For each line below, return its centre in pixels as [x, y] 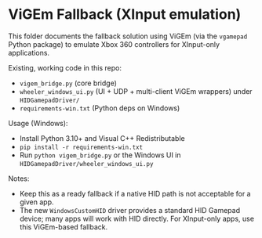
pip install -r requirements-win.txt [81, 147]
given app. [36, 202]
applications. [29, 52]
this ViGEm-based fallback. [64, 227]
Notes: [19, 178]
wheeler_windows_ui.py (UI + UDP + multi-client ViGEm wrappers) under [136, 91]
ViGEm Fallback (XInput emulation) [125, 14]
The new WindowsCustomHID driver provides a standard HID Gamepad [130, 210]
